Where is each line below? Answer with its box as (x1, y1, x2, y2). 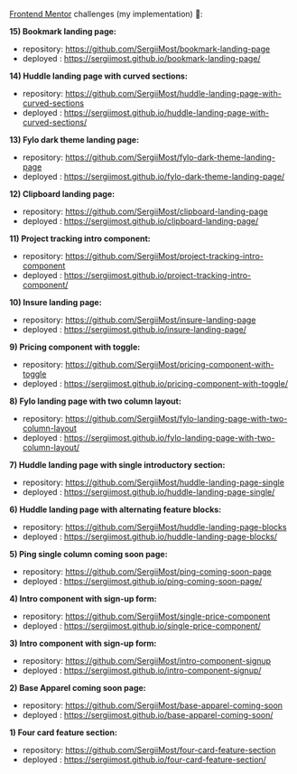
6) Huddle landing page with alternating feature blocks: (9, 504, 222, 515)
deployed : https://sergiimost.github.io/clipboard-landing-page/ (22, 216, 259, 226)
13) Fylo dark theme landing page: (9, 135, 140, 145)
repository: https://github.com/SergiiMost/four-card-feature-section (22, 745, 276, 755)
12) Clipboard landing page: (9, 189, 116, 199)
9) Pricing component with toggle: (9, 341, 141, 352)
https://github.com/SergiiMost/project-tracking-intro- (64, 251, 264, 261)
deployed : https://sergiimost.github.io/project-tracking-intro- (22, 270, 252, 280)
